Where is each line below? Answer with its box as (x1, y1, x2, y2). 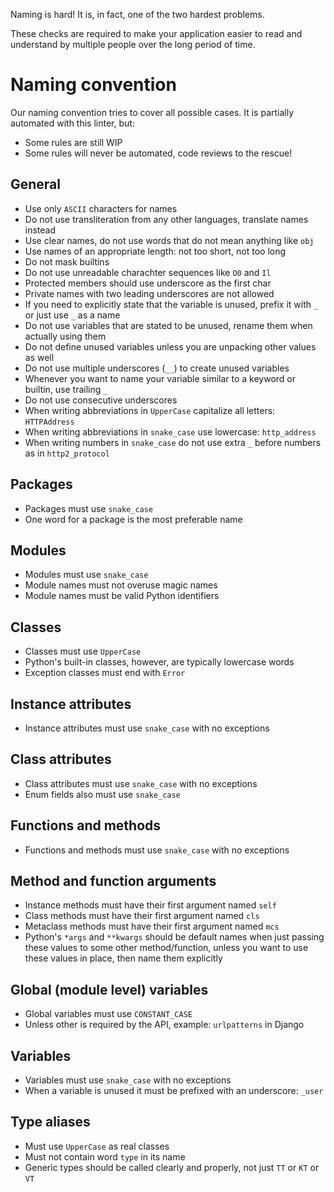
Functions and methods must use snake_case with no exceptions (24, 844, 290, 856)
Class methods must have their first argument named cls (24, 910, 260, 922)
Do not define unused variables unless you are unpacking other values (24, 340, 317, 353)
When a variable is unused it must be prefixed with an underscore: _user (24, 1085, 324, 1097)
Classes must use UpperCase (24, 645, 142, 658)
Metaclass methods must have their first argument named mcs (24, 920, 280, 933)
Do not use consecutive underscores (24, 394, 178, 406)
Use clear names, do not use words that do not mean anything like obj (24, 234, 315, 246)
